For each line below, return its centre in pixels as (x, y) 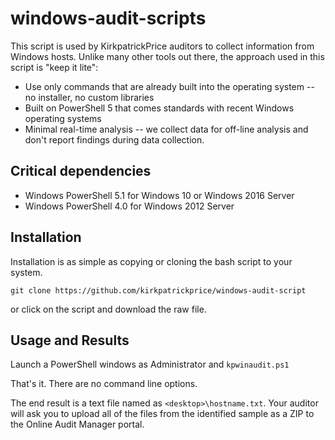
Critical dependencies (81, 171)
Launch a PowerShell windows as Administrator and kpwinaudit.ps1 (150, 364)
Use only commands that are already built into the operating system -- (169, 86)
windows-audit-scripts (108, 18)
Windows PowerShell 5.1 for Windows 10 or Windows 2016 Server (159, 195)
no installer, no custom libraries (89, 97)
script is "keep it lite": (54, 67)
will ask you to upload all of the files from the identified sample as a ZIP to (162, 414)
